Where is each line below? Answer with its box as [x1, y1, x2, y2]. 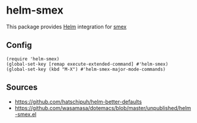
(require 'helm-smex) [6, 56, 60, 62]
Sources [6, 82, 38, 92]
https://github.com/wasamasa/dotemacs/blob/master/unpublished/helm [14, 104, 192, 111]
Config [6, 40, 32, 50]
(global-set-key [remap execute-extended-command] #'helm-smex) [6, 61, 169, 67]
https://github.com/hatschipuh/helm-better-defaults [14, 98, 142, 105]
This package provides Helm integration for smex [6, 23, 127, 30]
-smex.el [14, 111, 37, 118]
